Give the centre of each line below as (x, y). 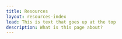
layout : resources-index (36, 17)
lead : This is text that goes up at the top (61, 22)
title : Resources (27, 11)
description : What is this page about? (55, 27)
